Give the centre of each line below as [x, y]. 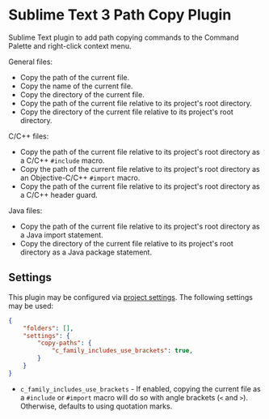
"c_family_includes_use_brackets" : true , [122, 351]
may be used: [31, 306]
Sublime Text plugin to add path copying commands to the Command [124, 37]
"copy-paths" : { [65, 343]
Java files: [25, 210]
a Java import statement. [61, 235]
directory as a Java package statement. [86, 252]
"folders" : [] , [48, 328]
